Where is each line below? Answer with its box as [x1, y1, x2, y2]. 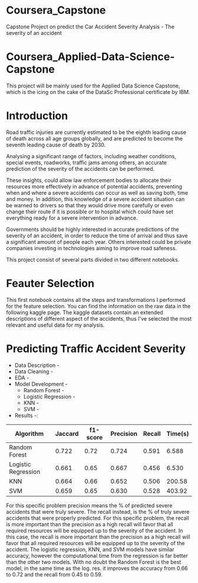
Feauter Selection [6, 277, 95, 290]
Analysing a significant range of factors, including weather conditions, [6, 152, 177, 159]
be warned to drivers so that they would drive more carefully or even [6, 201, 173, 209]
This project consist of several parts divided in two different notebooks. [6, 256, 180, 263]
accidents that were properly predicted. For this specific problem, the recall [6, 514, 190, 522]
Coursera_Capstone [6, 4, 106, 17]
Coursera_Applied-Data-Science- [6, 50, 175, 64]
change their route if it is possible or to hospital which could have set [6, 208, 174, 215]
